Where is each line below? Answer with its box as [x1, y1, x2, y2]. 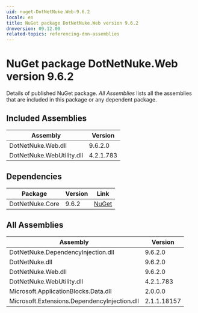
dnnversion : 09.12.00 [6, 25, 61, 32]
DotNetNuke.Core [9, 199, 60, 208]
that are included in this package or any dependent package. [6, 96, 158, 103]
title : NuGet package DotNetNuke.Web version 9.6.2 [6, 20, 138, 26]
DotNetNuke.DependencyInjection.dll [9, 248, 114, 256]
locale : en [6, 14, 34, 20]
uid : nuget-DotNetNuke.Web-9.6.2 [6, 8, 90, 15]
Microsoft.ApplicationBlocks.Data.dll [9, 287, 112, 295]
